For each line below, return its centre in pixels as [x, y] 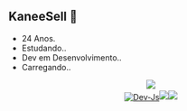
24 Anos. [38, 38]
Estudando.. [44, 48]
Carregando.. [46, 67]
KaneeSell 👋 [43, 17]
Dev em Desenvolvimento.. [72, 57]
